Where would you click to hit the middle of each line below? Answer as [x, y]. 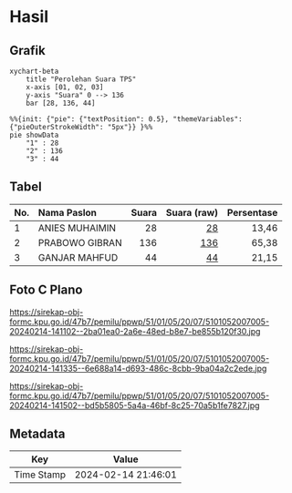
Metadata [37, 434]
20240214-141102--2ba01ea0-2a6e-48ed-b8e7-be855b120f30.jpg [135, 331]
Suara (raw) [192, 212]
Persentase [252, 212]
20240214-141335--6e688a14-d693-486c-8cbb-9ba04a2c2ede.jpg [138, 368]
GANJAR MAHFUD [78, 257]
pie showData [34, 135]
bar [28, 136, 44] [61, 103]
